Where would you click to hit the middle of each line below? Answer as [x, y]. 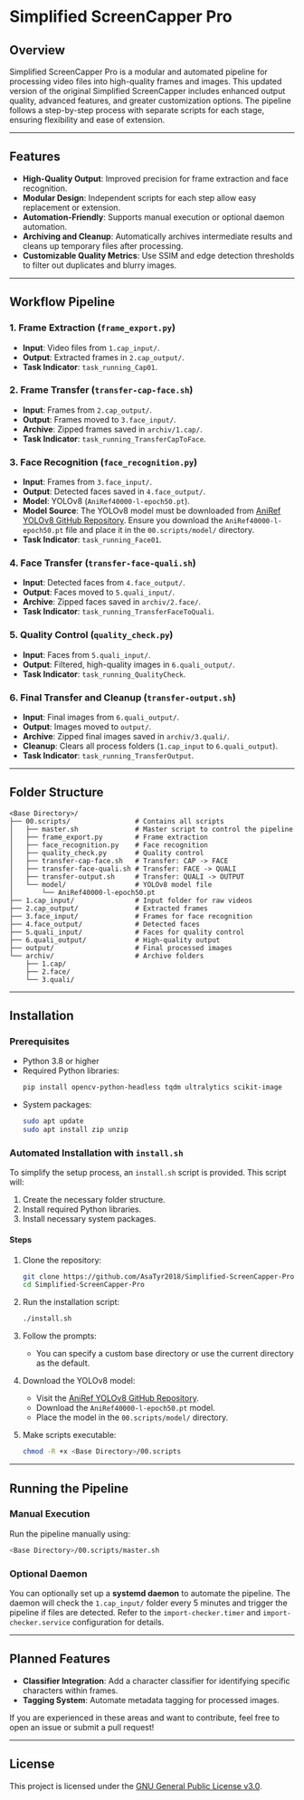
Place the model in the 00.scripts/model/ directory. [132, 1417]
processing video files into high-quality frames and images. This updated [146, 81]
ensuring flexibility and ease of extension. [87, 120]
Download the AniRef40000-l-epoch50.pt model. [125, 1408]
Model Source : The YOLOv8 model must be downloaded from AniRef [152, 511]
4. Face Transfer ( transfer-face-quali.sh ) [103, 563]
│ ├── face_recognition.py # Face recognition [109, 845]
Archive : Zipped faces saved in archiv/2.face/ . [112, 602]
